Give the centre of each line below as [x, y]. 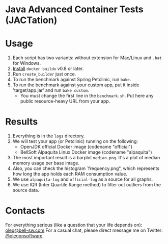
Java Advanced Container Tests [74, 9]
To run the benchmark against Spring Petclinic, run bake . [72, 80]
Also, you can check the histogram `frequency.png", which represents [86, 168]
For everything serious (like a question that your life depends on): [74, 225]
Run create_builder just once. [44, 74]
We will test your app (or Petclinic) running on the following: [75, 141]
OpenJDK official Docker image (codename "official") [76, 147]
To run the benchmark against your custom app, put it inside [76, 85]
